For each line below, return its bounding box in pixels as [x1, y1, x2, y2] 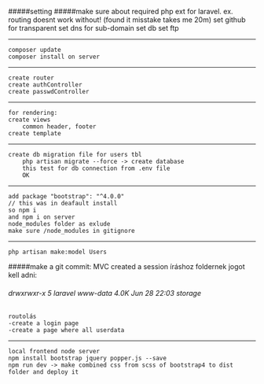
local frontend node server [8, 348, 101, 356]
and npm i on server [8, 213, 76, 221]
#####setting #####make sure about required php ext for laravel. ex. [8, 7, 233, 16]
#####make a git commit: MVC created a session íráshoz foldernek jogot [8, 262, 245, 271]
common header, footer [22, 123, 97, 131]
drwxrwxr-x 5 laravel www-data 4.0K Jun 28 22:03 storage [8, 288, 202, 297]
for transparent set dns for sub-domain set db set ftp [8, 24, 179, 32]
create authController [8, 81, 82, 89]
